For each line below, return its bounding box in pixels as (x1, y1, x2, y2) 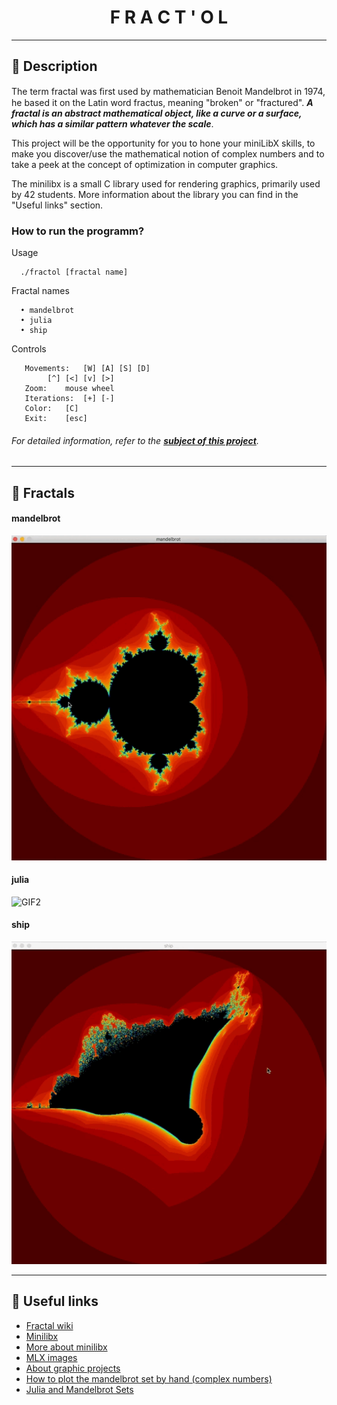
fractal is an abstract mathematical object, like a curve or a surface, (11, 107, 303, 119)
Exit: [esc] (24, 414, 88, 424)
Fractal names (11, 285, 70, 297)
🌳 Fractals (11, 484, 75, 501)
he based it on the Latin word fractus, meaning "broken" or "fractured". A (11, 96, 314, 108)
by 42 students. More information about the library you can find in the (11, 188, 299, 200)
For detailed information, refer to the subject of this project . (11, 434, 259, 446)
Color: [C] (24, 404, 79, 414)
